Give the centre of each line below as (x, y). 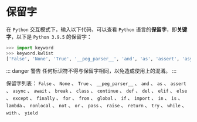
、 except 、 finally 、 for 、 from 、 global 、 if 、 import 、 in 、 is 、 (95, 98)
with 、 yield (22, 113)
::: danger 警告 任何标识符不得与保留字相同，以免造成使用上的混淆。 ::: (91, 70)
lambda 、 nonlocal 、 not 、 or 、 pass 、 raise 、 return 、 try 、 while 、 (97, 105)
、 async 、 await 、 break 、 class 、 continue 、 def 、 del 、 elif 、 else (97, 90)
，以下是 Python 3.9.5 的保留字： (52, 36)
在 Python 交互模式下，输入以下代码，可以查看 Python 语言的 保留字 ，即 (91, 29)
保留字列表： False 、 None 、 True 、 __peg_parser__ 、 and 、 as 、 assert (96, 83)
